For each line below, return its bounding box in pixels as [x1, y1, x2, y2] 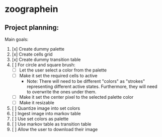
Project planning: [4, 23, 59, 32]
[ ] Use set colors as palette [11, 116, 69, 122]
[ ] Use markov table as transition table [11, 121, 91, 127]
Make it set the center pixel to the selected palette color [19, 94, 134, 100]
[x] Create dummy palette [11, 46, 65, 52]
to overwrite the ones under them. [26, 89, 97, 95]
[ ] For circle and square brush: [11, 62, 76, 68]
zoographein [4, 3, 58, 15]
